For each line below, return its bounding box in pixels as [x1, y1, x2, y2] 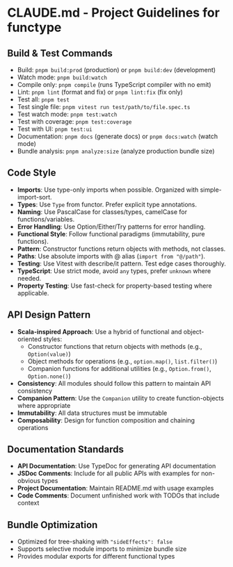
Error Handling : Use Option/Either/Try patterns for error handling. [17, 222, 206, 231]
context [17, 499, 40, 507]
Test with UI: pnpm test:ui [17, 125, 93, 133]
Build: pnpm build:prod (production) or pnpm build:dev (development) [17, 66, 216, 74]
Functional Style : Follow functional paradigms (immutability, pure [17, 229, 205, 238]
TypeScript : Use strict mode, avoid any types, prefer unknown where [17, 266, 211, 275]
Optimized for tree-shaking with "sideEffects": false [17, 537, 172, 546]
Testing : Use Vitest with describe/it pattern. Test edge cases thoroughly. [17, 259, 226, 268]
